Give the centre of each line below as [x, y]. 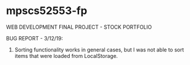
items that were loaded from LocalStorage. [66, 56]
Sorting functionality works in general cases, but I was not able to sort [99, 49]
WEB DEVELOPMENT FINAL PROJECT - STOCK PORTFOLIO [79, 27]
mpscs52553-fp [47, 11]
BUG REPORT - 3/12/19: [35, 38]
